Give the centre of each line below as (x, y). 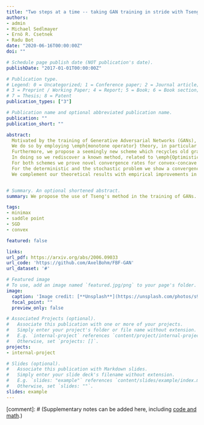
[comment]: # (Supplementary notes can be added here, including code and (101, 409)
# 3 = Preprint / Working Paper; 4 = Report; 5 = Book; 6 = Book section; (103, 90)
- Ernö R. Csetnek (29, 35)
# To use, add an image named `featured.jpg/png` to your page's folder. (102, 285)
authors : (17, 18)
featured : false (27, 240)
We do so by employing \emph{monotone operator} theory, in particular (104, 146)
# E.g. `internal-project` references (58, 336)
